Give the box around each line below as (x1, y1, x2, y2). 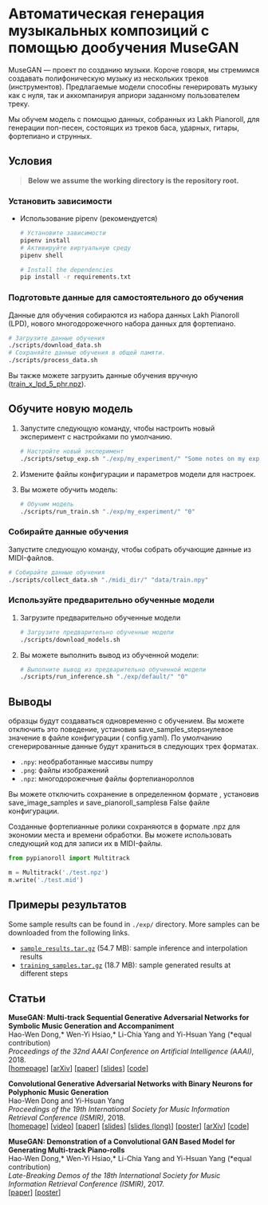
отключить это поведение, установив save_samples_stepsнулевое (8, 725, 234, 734)
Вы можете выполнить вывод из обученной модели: (19, 650, 199, 660)
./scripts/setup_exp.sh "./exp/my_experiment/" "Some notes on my (19, 455, 246, 463)
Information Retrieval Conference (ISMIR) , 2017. (8, 1179, 165, 1189)
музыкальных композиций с (8, 22, 210, 40)
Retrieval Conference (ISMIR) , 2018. (8, 1113, 126, 1123)
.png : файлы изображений (19, 766, 109, 775)
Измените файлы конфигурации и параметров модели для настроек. (19, 469, 257, 478)
